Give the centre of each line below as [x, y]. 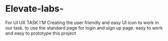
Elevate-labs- [35, 9]
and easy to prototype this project [41, 33]
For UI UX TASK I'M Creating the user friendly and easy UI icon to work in [82, 22]
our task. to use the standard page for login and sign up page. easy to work [84, 27]
